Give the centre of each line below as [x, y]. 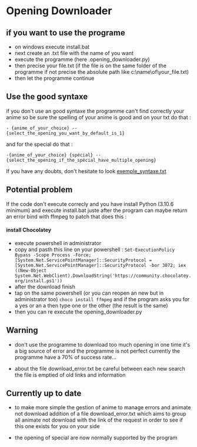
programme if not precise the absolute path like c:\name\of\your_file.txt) [102, 72]
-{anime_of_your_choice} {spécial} [50, 155]
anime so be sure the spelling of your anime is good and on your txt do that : [98, 117]
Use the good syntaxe [47, 97]
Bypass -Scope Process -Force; [53, 255]
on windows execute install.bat [52, 47]
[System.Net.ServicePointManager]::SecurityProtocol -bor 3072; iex [100, 265]
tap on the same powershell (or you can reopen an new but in [89, 293]
